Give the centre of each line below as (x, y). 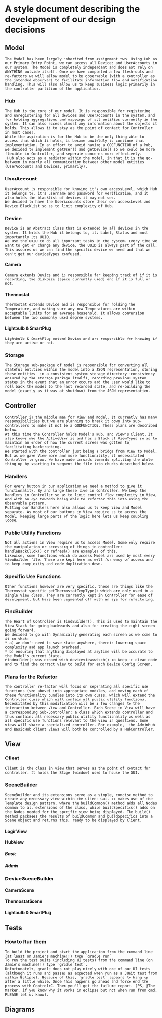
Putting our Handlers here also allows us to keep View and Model (73, 508)
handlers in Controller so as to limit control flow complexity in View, (81, 495)
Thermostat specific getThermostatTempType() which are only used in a (79, 591)
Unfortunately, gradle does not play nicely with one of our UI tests (78, 969)
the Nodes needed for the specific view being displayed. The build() (78, 812)
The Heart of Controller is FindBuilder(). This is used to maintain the (81, 621)
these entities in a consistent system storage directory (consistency (80, 374)
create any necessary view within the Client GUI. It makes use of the (79, 799)
